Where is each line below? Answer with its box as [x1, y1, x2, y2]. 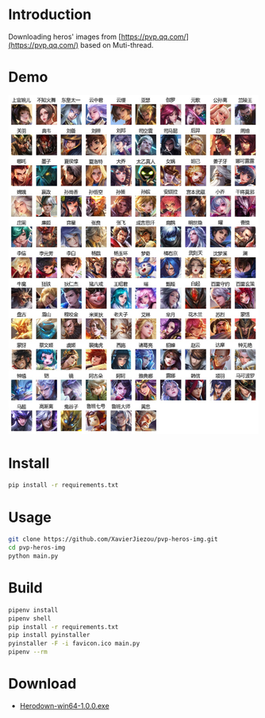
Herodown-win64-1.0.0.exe [19, 701, 109, 711]
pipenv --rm [8, 648, 48, 656]
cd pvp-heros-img [8, 544, 66, 552]
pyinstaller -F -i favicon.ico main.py [8, 639, 140, 648]
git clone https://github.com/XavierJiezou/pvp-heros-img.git [8, 535, 218, 543]
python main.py [8, 552, 59, 561]
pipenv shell [8, 614, 52, 623]
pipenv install [8, 606, 59, 614]
